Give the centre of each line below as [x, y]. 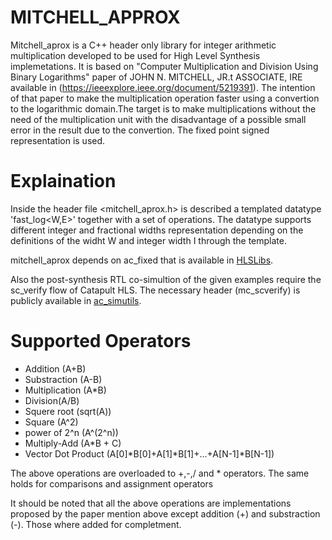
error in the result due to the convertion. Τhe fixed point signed [140, 130]
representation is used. [58, 140]
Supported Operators [101, 341]
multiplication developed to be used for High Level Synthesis [135, 55]
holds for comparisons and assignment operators [112, 483]
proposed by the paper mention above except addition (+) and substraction [165, 513]
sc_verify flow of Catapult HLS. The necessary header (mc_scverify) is [155, 290]
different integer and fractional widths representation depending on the [157, 230]
